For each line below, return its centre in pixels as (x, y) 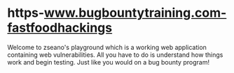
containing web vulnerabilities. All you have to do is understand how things (115, 55)
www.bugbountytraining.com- (136, 13)
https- (26, 13)
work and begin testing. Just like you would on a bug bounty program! (109, 62)
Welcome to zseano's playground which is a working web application (107, 47)
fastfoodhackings (60, 28)
